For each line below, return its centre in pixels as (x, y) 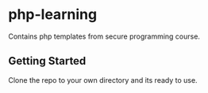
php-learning (53, 15)
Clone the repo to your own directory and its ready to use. (103, 80)
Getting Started (47, 61)
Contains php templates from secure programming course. (104, 36)
